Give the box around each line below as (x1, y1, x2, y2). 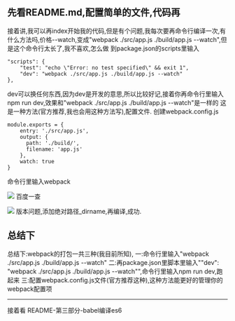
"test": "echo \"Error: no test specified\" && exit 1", (20, 64, 190, 71)
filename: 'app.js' (25, 146, 83, 153)
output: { (20, 133, 49, 140)
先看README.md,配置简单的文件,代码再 (7, 6, 180, 19)
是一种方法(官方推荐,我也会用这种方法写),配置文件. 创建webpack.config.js (7, 107, 219, 116)
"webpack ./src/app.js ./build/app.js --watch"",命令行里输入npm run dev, (7, 267, 217, 275)
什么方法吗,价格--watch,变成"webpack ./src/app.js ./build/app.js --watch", (7, 35, 222, 43)
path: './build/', (25, 139, 80, 146)
